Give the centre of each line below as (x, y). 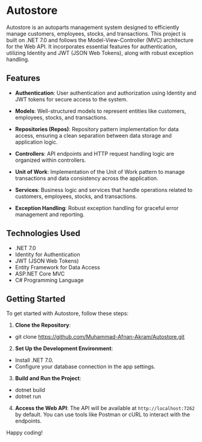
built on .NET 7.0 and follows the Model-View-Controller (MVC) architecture (100, 40)
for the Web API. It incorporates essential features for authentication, (92, 46)
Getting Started (36, 299)
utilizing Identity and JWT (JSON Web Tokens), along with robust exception (100, 53)
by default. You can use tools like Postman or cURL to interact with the (102, 415)
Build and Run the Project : (48, 379)
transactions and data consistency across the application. (87, 178)
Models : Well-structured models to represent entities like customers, (100, 111)
